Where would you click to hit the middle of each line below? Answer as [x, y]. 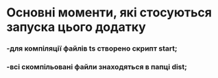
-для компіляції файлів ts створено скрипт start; [92, 49]
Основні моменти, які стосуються [109, 13]
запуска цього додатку [76, 27]
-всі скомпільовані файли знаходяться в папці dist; [97, 67]
